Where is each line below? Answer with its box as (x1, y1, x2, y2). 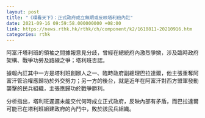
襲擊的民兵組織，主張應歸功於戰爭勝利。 (6, 85, 108, 92)
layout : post (6, 9, 40, 15)
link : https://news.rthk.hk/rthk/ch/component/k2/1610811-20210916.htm (6, 26, 192, 32)
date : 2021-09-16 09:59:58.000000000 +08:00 (6, 20, 121, 26)
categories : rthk (6, 32, 51, 38)
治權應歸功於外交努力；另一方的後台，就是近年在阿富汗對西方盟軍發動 (22, 77, 199, 85)
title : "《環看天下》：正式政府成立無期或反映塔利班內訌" (6, 15, 133, 21)
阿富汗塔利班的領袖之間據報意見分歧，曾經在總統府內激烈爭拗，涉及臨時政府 (6, 49, 199, 57)
